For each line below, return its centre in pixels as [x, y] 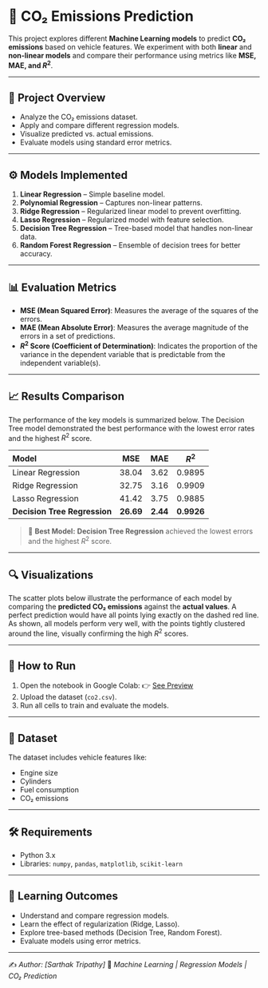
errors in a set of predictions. [67, 336]
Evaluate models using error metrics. [80, 941]
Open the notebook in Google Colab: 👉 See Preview [106, 685]
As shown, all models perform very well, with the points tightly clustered [127, 623]
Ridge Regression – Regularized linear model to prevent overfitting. [130, 212]
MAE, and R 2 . [31, 65]
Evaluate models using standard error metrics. [96, 142]
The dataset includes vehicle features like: [78, 757]
